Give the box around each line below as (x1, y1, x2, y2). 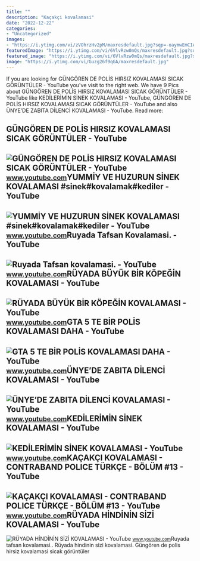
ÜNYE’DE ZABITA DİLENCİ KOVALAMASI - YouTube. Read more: (6, 107, 164, 114)
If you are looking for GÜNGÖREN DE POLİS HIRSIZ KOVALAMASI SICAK (6, 75, 184, 82)
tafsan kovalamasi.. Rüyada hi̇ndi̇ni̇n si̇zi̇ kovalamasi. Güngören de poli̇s (6, 541, 180, 549)
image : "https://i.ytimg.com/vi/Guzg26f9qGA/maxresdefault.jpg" (6, 58, 169, 64)
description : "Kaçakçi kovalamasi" (6, 14, 95, 20)
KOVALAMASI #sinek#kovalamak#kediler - (6, 181, 170, 192)
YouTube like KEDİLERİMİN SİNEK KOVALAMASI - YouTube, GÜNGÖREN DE (6, 94, 192, 101)
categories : (6, 25, 36, 32)
